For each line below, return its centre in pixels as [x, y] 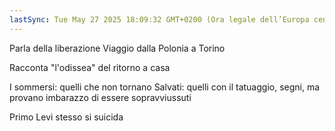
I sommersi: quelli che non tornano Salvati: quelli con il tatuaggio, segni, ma [165, 87]
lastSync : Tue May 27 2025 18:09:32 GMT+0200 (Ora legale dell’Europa [159, 19]
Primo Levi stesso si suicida [66, 117]
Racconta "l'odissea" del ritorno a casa [90, 67]
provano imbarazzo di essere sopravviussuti [100, 97]
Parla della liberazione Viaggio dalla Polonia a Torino [117, 48]
